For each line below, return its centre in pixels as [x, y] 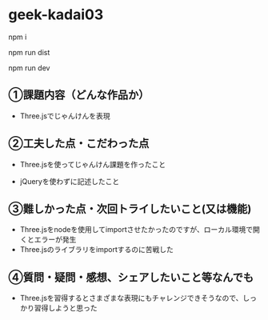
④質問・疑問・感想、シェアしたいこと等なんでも [131, 277]
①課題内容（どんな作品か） [79, 95]
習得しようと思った [66, 308]
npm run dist [29, 52]
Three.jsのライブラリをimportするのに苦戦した [96, 250]
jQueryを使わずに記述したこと [70, 181]
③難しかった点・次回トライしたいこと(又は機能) [130, 208]
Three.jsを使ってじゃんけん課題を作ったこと [93, 164]
